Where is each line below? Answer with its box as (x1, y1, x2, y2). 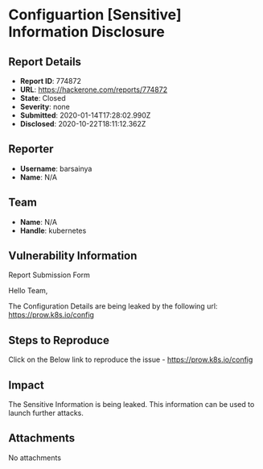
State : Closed (19, 93, 66, 102)
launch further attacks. (8, 409, 84, 418)
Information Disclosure (8, 23, 165, 41)
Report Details (8, 55, 82, 68)
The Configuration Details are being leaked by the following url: (8, 301, 218, 311)
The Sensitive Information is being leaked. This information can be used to (8, 400, 255, 409)
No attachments (8, 453, 62, 463)
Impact (8, 378, 44, 392)
